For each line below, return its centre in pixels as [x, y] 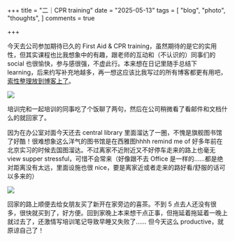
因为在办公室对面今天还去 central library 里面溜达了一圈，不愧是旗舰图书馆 [115, 132]
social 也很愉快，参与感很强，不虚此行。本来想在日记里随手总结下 [102, 64]
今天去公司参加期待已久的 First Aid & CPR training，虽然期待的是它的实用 [112, 46]
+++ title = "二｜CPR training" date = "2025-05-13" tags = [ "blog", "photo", [116, 10]
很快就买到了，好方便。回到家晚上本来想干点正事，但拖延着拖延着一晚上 [123, 213]
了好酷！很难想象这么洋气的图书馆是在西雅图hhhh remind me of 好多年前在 [115, 141]
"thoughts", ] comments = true [51, 18]
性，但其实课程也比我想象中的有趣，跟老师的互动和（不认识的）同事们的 [111, 55]
